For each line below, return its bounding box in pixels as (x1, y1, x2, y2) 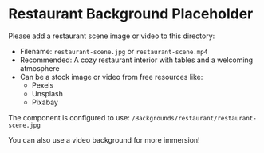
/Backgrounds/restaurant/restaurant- (131, 114, 257, 122)
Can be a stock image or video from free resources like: (19, 72, 203, 81)
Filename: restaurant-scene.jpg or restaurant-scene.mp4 (19, 46, 208, 56)
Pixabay (31, 97, 58, 107)
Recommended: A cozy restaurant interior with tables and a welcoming (19, 55, 254, 65)
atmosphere (19, 63, 60, 73)
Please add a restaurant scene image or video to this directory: (8, 31, 215, 41)
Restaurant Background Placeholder (8, 5, 254, 23)
